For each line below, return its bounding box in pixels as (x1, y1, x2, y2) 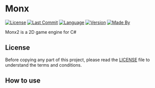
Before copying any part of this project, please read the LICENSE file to (5, 57, 150, 63)
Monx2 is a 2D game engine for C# (5, 29, 77, 35)
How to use (5, 77, 41, 85)
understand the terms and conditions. (5, 62, 82, 68)
